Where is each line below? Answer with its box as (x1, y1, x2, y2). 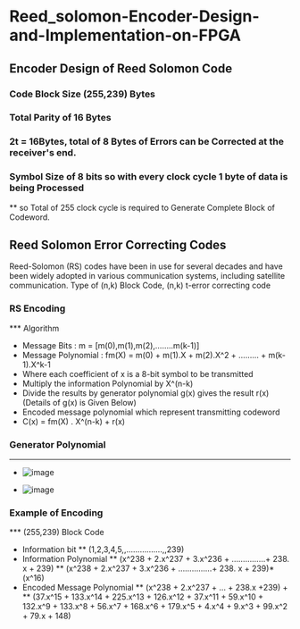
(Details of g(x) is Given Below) (21, 397, 137, 407)
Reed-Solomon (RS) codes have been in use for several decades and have (9, 261, 283, 272)
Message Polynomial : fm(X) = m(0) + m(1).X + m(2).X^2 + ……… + (21, 349, 267, 360)
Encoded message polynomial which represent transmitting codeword (21, 407, 280, 417)
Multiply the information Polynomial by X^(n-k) (21, 378, 194, 389)
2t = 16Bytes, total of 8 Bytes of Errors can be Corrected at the (9, 136, 284, 148)
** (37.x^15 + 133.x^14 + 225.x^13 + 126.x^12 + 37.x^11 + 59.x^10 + (21, 591, 264, 602)
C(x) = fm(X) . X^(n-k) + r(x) (21, 415, 126, 426)
